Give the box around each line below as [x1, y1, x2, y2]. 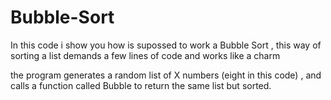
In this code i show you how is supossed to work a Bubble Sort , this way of [10, 39, 322, 51]
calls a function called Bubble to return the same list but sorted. [10, 79, 272, 91]
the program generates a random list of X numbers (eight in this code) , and [10, 69, 322, 81]
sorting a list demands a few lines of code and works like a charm [10, 49, 281, 61]
